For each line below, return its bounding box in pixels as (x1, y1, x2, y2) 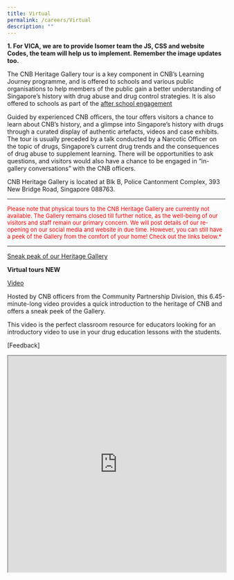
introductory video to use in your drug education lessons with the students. (7, 328, 222, 336)
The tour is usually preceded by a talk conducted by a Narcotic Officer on (7, 135, 217, 143)
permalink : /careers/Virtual (7, 17, 91, 24)
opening (7, 226, 29, 234)
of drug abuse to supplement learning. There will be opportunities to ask (7, 149, 214, 158)
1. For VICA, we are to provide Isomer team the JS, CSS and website (7, 42, 205, 51)
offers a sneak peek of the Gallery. (7, 307, 106, 316)
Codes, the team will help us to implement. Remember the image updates (7, 49, 222, 57)
